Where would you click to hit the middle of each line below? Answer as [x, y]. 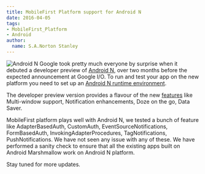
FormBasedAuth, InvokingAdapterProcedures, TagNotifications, [87, 133]
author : [16, 40]
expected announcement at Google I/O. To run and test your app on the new [103, 77]
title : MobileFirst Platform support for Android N [74, 12]
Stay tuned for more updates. [44, 164]
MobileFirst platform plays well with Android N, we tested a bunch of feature [103, 119]
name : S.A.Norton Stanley [45, 47]
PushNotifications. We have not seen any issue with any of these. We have [101, 139]
